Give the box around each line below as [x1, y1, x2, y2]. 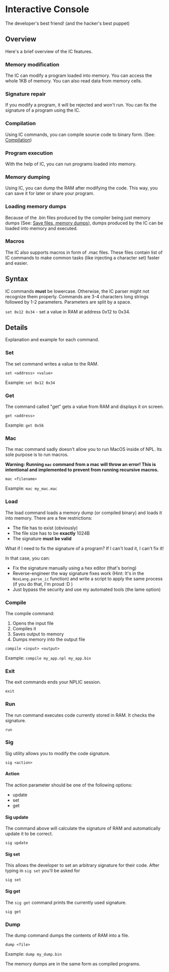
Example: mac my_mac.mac [5, 485, 58, 491]
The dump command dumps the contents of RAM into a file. [5, 932, 130, 938]
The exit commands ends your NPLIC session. [5, 679, 101, 685]
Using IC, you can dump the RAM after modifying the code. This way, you [5, 185, 158, 191]
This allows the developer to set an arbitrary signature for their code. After [5, 862, 160, 868]
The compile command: [5, 610, 54, 616]
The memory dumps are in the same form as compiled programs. [5, 960, 141, 966]
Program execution [5, 149, 53, 156]
